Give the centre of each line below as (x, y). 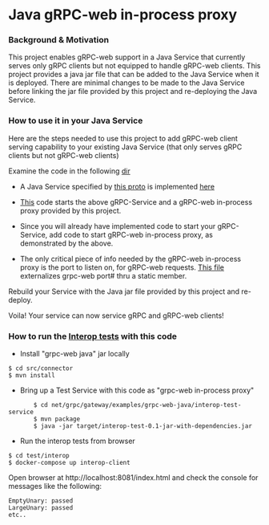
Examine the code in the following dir (69, 171)
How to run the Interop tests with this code (93, 336)
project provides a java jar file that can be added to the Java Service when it (134, 75)
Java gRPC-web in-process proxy (123, 15)
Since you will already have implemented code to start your (118, 226)
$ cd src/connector (41, 368)
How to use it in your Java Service (76, 120)
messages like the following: (55, 486)
